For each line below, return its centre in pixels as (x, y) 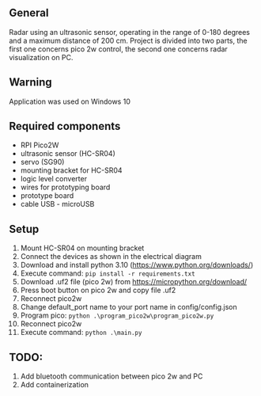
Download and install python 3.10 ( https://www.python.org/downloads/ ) (137, 265)
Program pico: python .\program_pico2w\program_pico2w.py (117, 315)
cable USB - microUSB (57, 204)
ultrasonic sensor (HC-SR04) (68, 154)
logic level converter (54, 179)
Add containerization (55, 385)
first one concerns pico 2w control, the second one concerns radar (118, 49)
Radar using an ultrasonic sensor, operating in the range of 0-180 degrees (129, 32)
